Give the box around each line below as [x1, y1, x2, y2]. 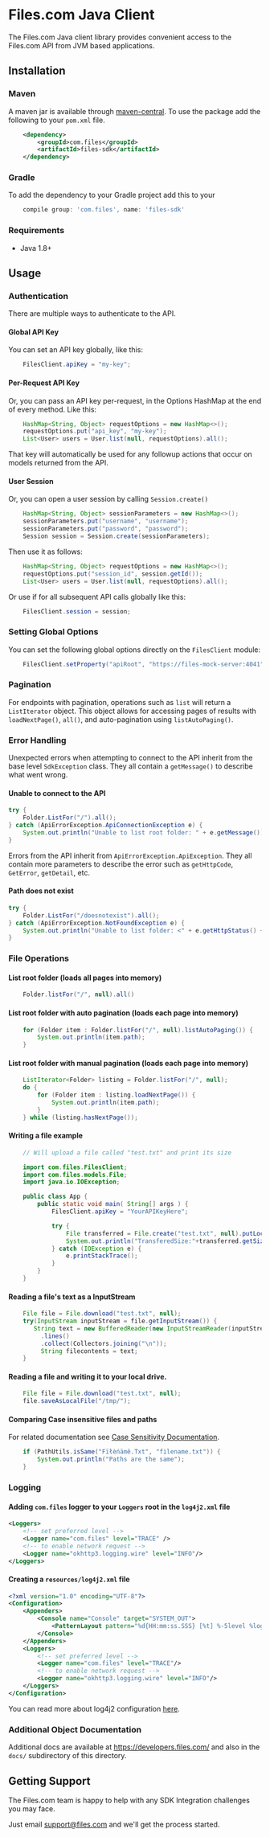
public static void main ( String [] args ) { [37, 1200, 189, 1208]
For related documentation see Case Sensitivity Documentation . [8, 1433, 219, 1442]
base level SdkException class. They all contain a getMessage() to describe [8, 761, 253, 771]
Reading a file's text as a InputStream [8, 1292, 136, 1302]
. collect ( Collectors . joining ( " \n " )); [40, 1339, 167, 1347]
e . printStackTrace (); [65, 1252, 138, 1260]
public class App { [22, 1192, 88, 1201]
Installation [8, 64, 66, 78]
